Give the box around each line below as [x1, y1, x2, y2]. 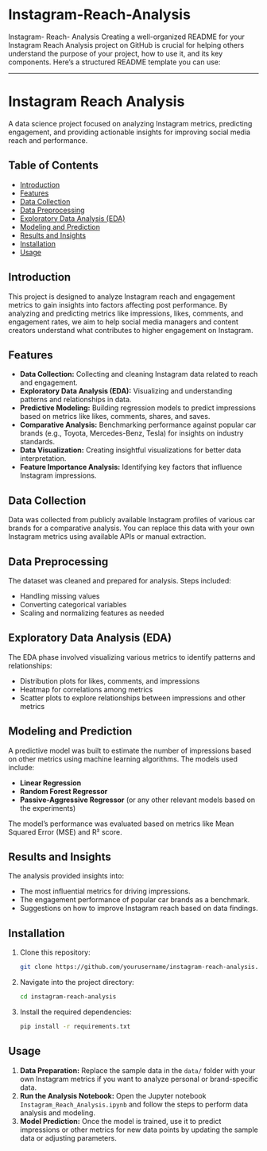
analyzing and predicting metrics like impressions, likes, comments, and [8, 308, 244, 318]
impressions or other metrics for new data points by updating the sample [19, 1125, 258, 1134]
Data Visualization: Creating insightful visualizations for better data [19, 445, 242, 455]
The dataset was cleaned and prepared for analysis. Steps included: [8, 575, 232, 585]
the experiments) [19, 803, 76, 812]
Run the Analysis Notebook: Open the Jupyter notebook [19, 1091, 207, 1100]
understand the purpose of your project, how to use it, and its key [8, 48, 223, 58]
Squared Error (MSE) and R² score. [8, 827, 122, 836]
